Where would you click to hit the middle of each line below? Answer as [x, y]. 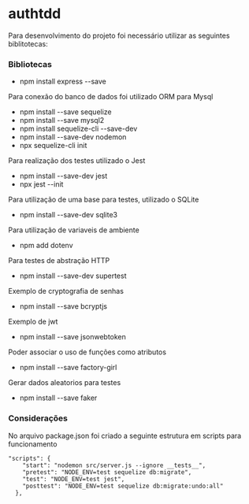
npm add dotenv [46, 246]
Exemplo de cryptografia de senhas [66, 291]
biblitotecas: [28, 43]
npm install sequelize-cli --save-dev [78, 129]
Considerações [38, 418]
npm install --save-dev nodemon [73, 137]
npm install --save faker [58, 398]
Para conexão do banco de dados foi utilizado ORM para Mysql [111, 97]
